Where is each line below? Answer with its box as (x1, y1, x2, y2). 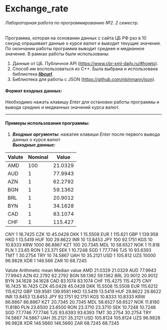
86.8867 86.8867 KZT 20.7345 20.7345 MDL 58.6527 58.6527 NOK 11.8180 (5, 299, 160, 305)
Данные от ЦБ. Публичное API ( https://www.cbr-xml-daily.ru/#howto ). (12, 61, 159, 67)
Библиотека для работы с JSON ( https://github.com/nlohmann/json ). (12, 77, 156, 82)
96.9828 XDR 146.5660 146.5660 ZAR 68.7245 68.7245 (5, 320, 119, 326)
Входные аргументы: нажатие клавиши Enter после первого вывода (12, 131, 160, 137)
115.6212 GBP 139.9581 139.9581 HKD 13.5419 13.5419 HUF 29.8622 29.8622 (5, 288, 162, 294)
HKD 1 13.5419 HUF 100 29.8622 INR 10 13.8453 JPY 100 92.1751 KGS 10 (5, 237, 153, 243)
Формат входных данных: (5, 87, 63, 93)
